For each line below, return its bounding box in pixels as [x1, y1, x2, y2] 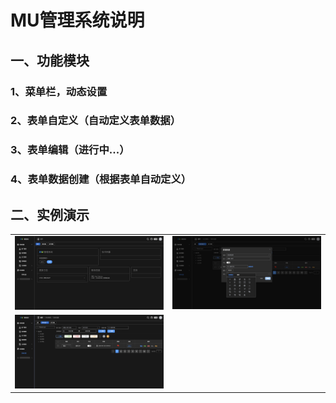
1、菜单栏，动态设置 [10, 84, 108, 98]
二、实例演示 [10, 206, 90, 223]
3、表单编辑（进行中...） [10, 143, 130, 157]
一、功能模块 [10, 52, 90, 69]
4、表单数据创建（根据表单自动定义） [10, 172, 192, 186]
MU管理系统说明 [10, 9, 145, 32]
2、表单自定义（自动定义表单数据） [10, 114, 182, 128]
